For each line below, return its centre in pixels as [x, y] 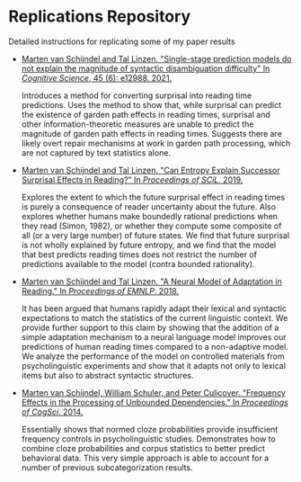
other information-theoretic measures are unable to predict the [137, 124]
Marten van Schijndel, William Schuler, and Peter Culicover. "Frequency [154, 392]
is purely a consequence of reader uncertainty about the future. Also [148, 206]
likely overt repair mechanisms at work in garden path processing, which [156, 143]
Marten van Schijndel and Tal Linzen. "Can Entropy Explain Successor [150, 170]
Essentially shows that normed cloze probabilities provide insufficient [150, 429]
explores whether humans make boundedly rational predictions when [150, 216]
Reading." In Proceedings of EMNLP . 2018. [100, 290]
